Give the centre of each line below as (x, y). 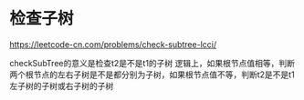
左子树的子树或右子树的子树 (62, 85)
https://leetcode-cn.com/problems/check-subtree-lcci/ (113, 44)
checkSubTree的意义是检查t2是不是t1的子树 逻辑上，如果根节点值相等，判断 (152, 63)
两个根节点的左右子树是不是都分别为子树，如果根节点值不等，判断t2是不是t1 (152, 75)
